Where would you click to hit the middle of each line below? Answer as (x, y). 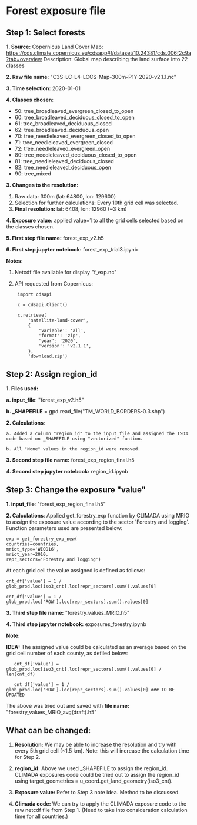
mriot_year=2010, (27, 554)
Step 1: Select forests (46, 33)
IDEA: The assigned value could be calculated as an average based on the (96, 647)
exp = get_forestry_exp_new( (42, 539)
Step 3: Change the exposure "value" (76, 490)
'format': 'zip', (60, 336)
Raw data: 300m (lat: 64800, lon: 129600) (65, 196)
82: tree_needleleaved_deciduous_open (63, 167)
